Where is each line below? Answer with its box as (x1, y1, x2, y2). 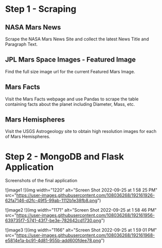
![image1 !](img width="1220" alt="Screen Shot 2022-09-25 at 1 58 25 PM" (5, 187, 158, 193)
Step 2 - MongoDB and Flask (5, 151, 124, 162)
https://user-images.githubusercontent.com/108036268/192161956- (16, 213, 155, 218)
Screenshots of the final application (5, 178, 78, 184)
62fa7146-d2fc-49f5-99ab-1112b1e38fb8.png (5, 198, 98, 204)
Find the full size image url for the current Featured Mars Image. (5, 68, 135, 74)
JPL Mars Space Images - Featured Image (5, 56, 136, 64)
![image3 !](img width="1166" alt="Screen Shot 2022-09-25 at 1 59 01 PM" (5, 227, 157, 233)
